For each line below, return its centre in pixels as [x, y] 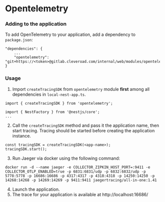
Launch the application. [36, 189]
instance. [21, 136]
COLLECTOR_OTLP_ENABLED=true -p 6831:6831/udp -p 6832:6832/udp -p [76, 172]
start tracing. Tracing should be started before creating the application [83, 130]
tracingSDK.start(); [26, 149]
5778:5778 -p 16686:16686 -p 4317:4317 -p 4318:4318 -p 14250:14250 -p [80, 176]
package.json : [19, 40]
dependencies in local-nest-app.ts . [49, 94]
